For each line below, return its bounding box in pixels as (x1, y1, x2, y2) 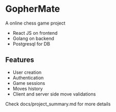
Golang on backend (12, 35, 55, 41)
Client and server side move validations (12, 91, 96, 97)
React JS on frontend (12, 30, 58, 36)
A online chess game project (5, 20, 65, 26)
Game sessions (12, 80, 45, 86)
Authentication (12, 75, 44, 81)
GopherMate (5, 3, 60, 15)
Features (5, 56, 34, 64)
